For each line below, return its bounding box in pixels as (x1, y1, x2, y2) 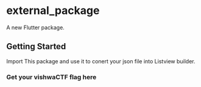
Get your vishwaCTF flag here (6, 72, 97, 81)
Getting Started (6, 41, 66, 52)
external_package (6, 4, 100, 18)
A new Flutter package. (6, 24, 65, 31)
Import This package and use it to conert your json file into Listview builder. (6, 57, 196, 64)
